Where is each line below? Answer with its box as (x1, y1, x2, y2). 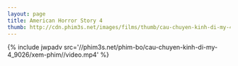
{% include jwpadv (7, 43, 62, 52)
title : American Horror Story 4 (7, 17, 103, 24)
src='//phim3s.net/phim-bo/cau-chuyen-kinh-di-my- (63, 43, 218, 52)
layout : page (7, 10, 46, 18)
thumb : (7, 23, 27, 31)
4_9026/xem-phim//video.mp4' (7, 50, 99, 59)
